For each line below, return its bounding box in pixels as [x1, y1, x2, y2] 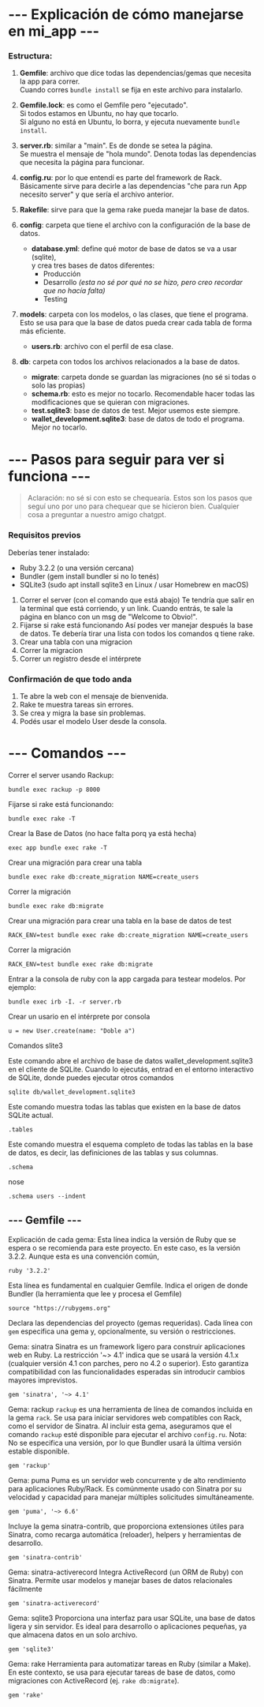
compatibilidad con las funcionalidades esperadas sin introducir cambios [8, 1367, 246, 1376]
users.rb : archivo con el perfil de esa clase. [31, 342, 173, 351]
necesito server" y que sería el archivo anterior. [19, 189, 174, 199]
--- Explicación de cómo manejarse [8, 6, 244, 24]
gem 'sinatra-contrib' [8, 1553, 83, 1561]
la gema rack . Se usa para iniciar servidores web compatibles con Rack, [8, 1412, 242, 1422]
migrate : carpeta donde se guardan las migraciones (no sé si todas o [31, 373, 256, 382]
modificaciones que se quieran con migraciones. [31, 397, 191, 407]
